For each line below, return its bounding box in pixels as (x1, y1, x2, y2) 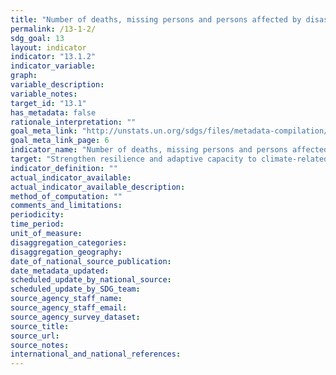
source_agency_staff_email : (10, 303, 128, 313)
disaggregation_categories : (10, 237, 128, 248)
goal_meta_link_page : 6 (10, 136, 110, 146)
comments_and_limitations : (10, 201, 123, 211)
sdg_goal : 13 (10, 33, 65, 43)
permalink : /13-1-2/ (10, 24, 97, 34)
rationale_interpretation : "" (10, 117, 137, 127)
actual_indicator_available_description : (10, 182, 186, 192)
